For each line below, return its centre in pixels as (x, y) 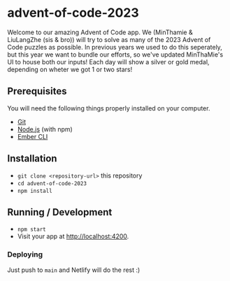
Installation (32, 159)
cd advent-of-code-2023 (52, 183)
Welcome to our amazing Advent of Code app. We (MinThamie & (100, 32)
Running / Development (60, 212)
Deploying (25, 254)
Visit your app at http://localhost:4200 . (73, 236)
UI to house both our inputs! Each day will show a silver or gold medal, (108, 62)
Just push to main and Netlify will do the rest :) (74, 270)
